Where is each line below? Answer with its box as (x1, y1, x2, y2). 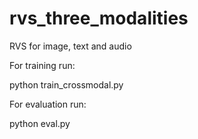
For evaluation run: (9, 98, 87, 110)
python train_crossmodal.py (9, 78, 124, 91)
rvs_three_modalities (9, 7, 189, 30)
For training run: (9, 59, 76, 71)
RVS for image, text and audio (9, 40, 132, 52)
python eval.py (9, 117, 71, 129)
